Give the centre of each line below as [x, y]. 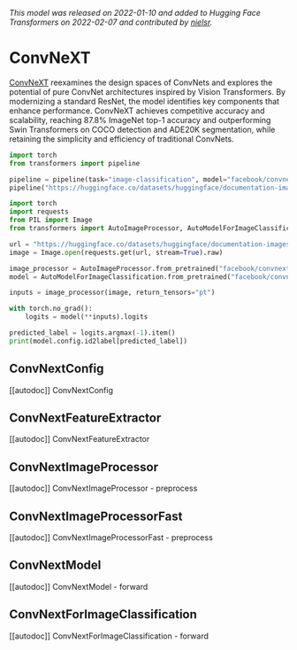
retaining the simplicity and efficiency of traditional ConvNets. [122, 139]
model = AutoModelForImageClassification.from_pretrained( [120, 277]
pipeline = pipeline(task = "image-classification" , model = [118, 179]
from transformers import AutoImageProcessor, [96, 228]
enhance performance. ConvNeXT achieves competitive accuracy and [137, 111]
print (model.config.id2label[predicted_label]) [99, 341]
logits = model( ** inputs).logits [87, 317]
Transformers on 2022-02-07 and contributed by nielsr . [111, 22]
